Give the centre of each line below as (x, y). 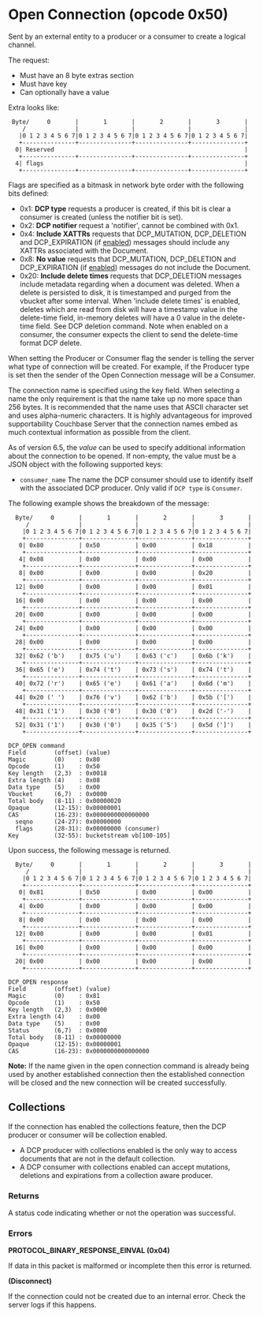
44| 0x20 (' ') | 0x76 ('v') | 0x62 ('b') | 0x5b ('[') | (133, 697)
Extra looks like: (34, 107)
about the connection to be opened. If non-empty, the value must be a (122, 456)
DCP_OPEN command (37, 745)
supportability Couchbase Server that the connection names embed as (123, 423)
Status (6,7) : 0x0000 (58, 1030)
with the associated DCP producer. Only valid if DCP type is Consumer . (131, 488)
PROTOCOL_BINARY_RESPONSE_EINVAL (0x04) (89, 1251)
